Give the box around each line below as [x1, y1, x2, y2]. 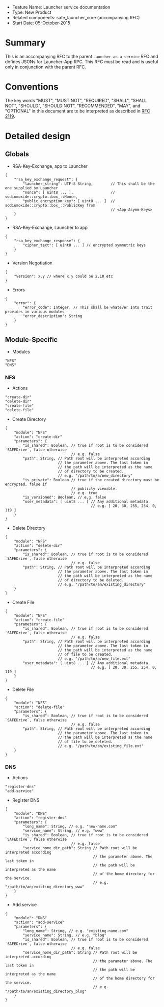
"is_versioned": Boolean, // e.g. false [23, 495, 107, 500]
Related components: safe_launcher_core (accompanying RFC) [12, 15, 140, 20]
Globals [5, 150, 29, 158]
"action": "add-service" [14, 920, 65, 925]
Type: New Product [12, 9, 52, 15]
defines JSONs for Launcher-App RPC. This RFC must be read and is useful [5, 59, 158, 65]
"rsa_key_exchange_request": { [14, 177, 78, 182]
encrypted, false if [5, 482, 48, 487]
